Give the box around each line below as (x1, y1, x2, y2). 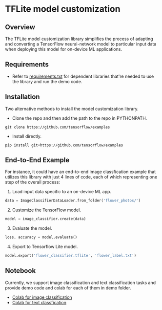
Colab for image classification (12, 294, 72, 300)
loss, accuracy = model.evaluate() (5, 235, 78, 240)
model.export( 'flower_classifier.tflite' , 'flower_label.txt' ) (5, 253, 137, 258)
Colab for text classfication (12, 299, 67, 305)
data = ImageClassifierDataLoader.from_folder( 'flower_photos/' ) (5, 198, 141, 203)
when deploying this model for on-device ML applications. (5, 46, 122, 52)
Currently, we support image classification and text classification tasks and (5, 280, 156, 286)
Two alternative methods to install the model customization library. (5, 106, 139, 111)
